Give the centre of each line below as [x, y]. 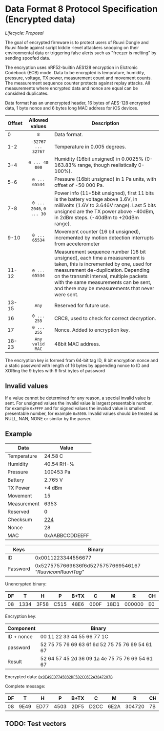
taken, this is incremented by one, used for [103, 264]
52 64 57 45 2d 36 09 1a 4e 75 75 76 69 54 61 [96, 658]
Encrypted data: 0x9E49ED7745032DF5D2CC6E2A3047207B [59, 677]
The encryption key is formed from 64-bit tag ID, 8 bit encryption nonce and [82, 360]
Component [21, 628]
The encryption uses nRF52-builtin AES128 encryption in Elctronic [72, 67]
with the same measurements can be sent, [103, 282]
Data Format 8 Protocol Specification [81, 9]
